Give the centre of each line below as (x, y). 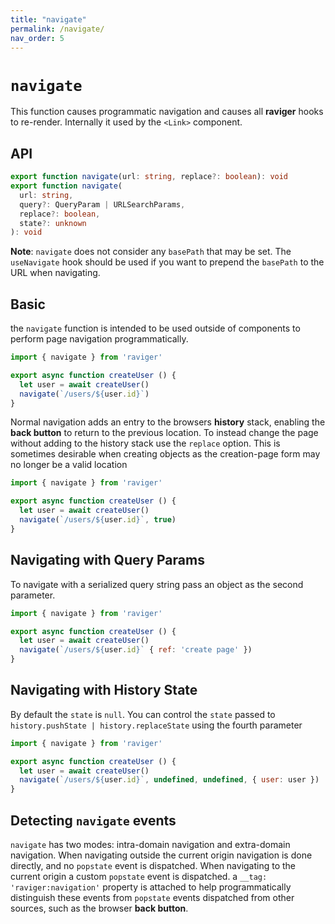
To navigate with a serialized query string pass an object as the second (157, 584)
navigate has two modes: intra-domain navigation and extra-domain (150, 844)
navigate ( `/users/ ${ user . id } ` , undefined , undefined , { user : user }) (169, 780)
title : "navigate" (48, 19)
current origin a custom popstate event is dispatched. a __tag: (139, 876)
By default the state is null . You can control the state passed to (143, 714)
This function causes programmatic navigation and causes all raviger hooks (167, 112)
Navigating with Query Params (107, 560)
